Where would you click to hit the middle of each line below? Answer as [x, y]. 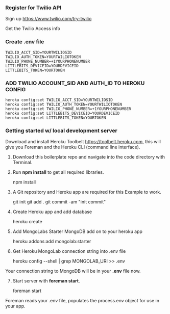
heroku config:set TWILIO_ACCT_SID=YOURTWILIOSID [59, 100]
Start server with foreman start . [46, 281]
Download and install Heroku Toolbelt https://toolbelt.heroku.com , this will [83, 142]
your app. [15, 306]
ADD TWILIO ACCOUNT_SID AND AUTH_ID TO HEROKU [75, 83]
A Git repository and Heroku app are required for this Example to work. [87, 192]
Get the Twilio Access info [33, 29]
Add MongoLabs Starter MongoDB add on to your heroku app [78, 231]
